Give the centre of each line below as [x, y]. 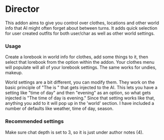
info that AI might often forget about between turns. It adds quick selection [81, 28]
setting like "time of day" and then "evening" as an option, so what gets [78, 93]
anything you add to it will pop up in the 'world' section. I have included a [80, 103]
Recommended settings [34, 121]
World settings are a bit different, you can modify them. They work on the [80, 82]
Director [22, 9]
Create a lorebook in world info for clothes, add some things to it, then [77, 57]
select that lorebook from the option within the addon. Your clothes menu [80, 62]
